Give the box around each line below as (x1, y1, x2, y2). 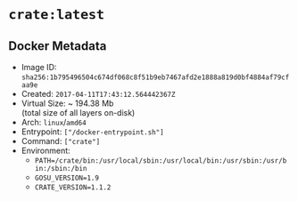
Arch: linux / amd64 (21, 117, 87, 127)
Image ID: (21, 62, 57, 72)
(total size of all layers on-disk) (21, 108, 136, 117)
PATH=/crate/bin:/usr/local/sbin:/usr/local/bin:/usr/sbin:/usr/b (34, 157, 287, 165)
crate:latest (8, 6, 104, 23)
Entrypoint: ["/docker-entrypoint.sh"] (21, 126, 164, 137)
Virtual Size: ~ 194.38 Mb (21, 98, 114, 109)
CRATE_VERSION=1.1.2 (34, 183, 112, 192)
